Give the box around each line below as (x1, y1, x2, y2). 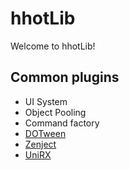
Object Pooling (24, 106, 87, 118)
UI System (24, 95, 68, 107)
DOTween (24, 127, 67, 139)
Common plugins (10, 69, 120, 86)
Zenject (24, 138, 57, 150)
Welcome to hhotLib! (10, 40, 96, 52)
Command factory (24, 117, 100, 129)
